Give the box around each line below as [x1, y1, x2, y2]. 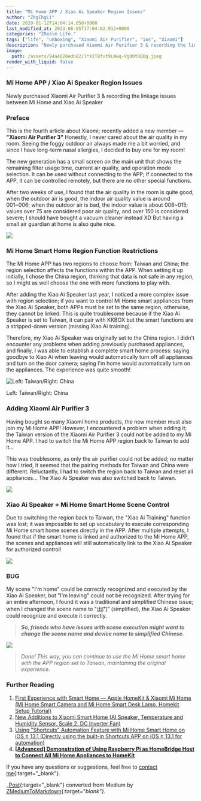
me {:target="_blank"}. [6, 769, 61, 776]
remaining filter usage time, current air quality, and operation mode [6, 164, 172, 171]
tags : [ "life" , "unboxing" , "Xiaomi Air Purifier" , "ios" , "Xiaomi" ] [6, 37, 184, 43]
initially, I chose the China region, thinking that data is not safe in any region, [6, 273, 194, 280]
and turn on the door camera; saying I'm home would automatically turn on [6, 360, 191, 367]
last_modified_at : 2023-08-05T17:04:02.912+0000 [6, 25, 130, 32]
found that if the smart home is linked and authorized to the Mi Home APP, [6, 533, 190, 540]
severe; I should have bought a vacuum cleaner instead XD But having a [6, 214, 184, 222]
